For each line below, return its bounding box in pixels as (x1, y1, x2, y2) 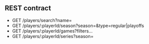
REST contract (5, 4, 51, 12)
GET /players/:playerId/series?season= (12, 33, 94, 39)
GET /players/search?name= (12, 17, 72, 23)
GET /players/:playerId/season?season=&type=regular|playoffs (12, 22, 144, 28)
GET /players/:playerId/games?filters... (12, 27, 93, 34)
